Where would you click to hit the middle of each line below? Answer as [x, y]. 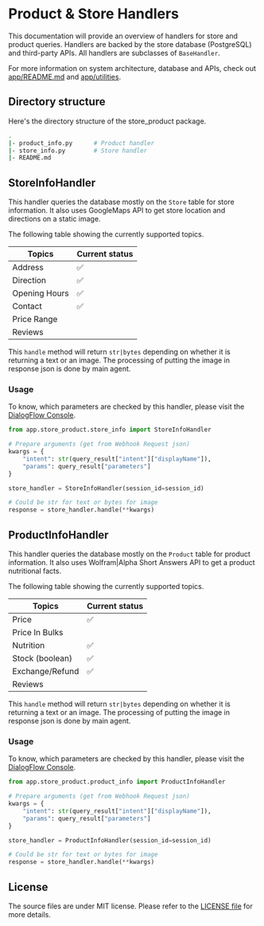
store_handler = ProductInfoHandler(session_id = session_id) [110, 840]
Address [28, 268]
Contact [27, 306]
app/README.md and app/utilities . [65, 77]
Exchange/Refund [46, 672]
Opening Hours [41, 293]
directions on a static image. [54, 219]
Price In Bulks [38, 633]
